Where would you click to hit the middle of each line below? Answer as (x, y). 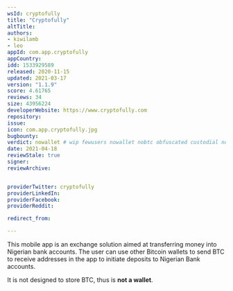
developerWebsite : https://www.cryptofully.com (77, 110)
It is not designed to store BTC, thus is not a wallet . (80, 280)
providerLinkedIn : (34, 193)
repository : (24, 116)
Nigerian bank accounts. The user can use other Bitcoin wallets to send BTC (116, 252)
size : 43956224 (29, 104)
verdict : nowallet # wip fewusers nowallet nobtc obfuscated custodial (113, 143)
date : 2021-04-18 (32, 149)
